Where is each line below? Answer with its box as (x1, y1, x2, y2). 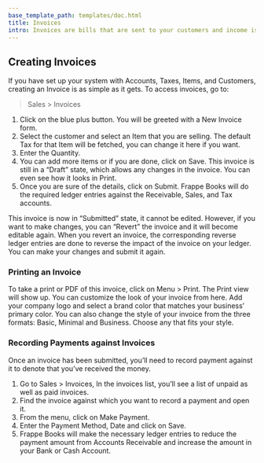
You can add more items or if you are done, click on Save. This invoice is (19, 156, 255, 166)
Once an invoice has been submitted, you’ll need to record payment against (8, 355, 253, 365)
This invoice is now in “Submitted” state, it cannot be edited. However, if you (8, 214, 255, 223)
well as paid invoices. (19, 387, 89, 397)
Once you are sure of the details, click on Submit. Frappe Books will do (19, 182, 249, 191)
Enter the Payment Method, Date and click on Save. (19, 421, 187, 430)
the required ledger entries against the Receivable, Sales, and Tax (19, 190, 233, 200)
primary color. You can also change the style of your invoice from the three (8, 310, 251, 319)
